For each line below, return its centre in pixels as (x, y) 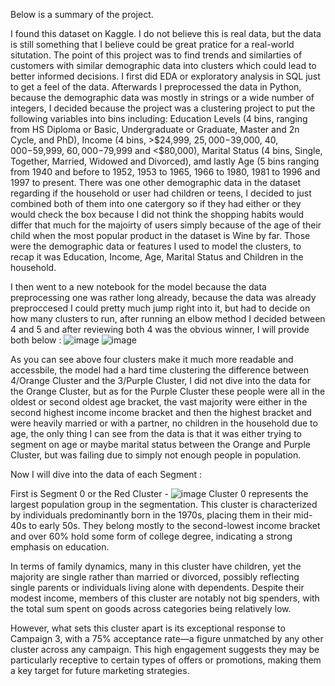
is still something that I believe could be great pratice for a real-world (152, 44)
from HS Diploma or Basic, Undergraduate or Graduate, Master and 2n (155, 129)
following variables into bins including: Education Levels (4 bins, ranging (159, 118)
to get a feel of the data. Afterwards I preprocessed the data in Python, (156, 87)
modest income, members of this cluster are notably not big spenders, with (165, 598)
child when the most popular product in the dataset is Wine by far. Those (160, 235)
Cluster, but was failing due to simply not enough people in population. (156, 455)
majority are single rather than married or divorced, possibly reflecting (155, 577)
